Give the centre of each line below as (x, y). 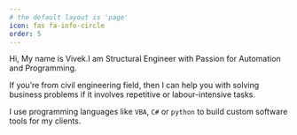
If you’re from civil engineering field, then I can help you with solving (134, 86)
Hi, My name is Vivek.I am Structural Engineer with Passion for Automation (145, 59)
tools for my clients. (45, 121)
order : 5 (25, 34)
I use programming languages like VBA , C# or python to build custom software (148, 112)
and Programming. (43, 68)
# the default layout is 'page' (69, 17)
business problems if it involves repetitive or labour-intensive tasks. (132, 94)
